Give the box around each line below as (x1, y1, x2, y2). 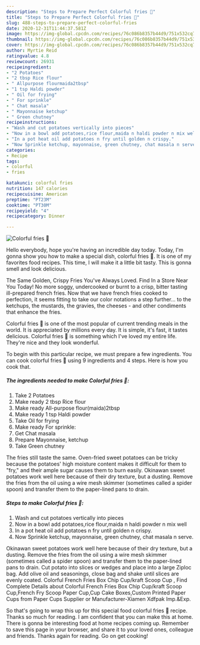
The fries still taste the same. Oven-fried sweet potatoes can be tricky (6, 454, 178, 462)
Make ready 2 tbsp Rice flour (14, 398, 86, 406)
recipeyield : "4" (6, 208, 49, 214)
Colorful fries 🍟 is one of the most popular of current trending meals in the (6, 320, 188, 328)
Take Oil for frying (14, 417, 60, 425)
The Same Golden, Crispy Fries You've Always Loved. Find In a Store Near (6, 277, 189, 284)
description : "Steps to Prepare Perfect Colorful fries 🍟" (6, 8, 156, 15)
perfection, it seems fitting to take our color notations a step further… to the (6, 296, 192, 303)
